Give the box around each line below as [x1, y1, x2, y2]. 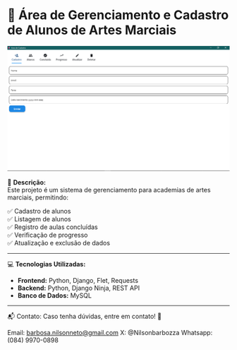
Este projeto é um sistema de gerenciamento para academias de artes [7, 185, 211, 194]
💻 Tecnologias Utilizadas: [7, 259, 86, 268]
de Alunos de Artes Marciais [7, 22, 177, 38]
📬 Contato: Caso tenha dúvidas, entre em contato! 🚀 [7, 312, 162, 320]
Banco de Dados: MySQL [17, 291, 92, 300]
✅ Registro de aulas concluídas [7, 223, 99, 231]
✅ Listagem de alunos [7, 214, 72, 223]
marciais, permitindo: [7, 193, 69, 202]
